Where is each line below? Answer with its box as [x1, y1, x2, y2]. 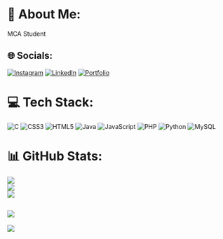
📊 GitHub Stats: [7, 148, 103, 164]
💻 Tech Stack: [7, 94, 94, 110]
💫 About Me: [7, 6, 81, 22]
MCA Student [7, 29, 46, 38]
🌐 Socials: [7, 50, 53, 62]
